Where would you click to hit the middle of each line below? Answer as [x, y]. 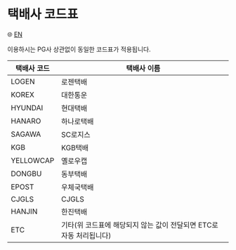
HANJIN [24, 211]
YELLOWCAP [33, 160]
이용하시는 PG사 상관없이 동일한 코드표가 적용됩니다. [79, 49]
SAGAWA [26, 134]
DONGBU [26, 173]
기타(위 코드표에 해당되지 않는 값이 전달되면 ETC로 [140, 225]
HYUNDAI [27, 107]
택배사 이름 [143, 68]
